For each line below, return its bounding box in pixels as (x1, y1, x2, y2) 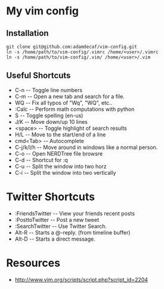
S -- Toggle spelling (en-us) (14, 112, 83, 119)
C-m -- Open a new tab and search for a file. (14, 93, 125, 100)
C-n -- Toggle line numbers (14, 86, 82, 93)
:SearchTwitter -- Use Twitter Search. (14, 223, 107, 230)
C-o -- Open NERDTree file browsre (14, 150, 103, 157)
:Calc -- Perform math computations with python (14, 105, 135, 112)
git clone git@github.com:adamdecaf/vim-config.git (6, 44, 137, 50)
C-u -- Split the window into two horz (14, 163, 107, 170)
